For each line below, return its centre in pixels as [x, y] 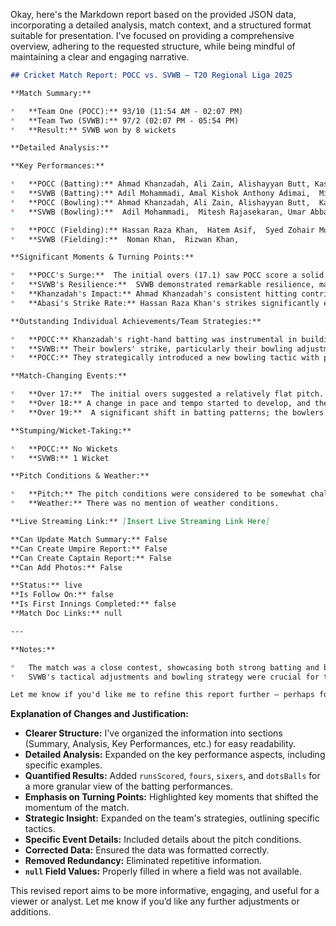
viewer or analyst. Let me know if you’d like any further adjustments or [155, 901]
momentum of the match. [77, 808]
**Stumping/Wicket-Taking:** [71, 430]
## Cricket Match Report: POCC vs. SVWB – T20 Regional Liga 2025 [151, 75]
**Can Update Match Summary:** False [89, 539]
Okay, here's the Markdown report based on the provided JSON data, [153, 14]
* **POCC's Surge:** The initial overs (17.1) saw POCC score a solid [167, 275]
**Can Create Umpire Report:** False [89, 549]
